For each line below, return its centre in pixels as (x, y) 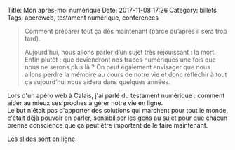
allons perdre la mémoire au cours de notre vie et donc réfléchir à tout (126, 74)
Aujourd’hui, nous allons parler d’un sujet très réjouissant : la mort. (120, 52)
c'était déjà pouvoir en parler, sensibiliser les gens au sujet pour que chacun (117, 118)
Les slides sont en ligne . (42, 139)
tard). (32, 39)
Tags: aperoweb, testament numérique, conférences (83, 18)
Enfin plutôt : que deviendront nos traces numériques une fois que (120, 60)
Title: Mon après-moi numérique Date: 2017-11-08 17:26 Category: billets (112, 10)
